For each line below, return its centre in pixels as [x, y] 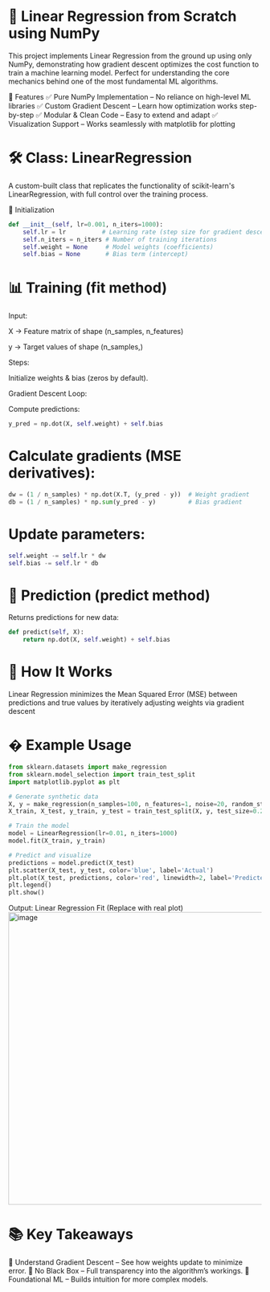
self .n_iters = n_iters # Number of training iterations [120, 239]
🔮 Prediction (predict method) [109, 595]
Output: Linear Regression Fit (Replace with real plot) [96, 908]
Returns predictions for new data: [63, 617]
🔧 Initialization [31, 210]
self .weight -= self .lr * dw [57, 556]
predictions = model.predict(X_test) [72, 862]
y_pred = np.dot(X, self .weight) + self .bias [86, 424]
